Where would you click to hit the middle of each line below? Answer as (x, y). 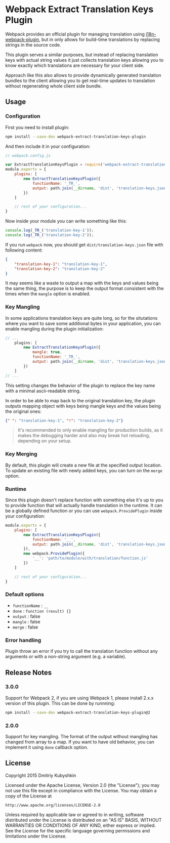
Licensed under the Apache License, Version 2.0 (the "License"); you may (82, 785)
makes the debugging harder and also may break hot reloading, (84, 436)
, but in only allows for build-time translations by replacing (99, 39)
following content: (24, 250)
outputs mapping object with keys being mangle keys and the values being (83, 406)
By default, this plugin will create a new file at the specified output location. (83, 465)
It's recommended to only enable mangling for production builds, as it (90, 430)
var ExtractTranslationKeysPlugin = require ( (54, 165)
